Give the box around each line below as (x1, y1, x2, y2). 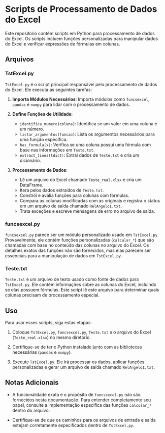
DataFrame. (19, 182, 43, 188)
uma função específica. (19, 136, 68, 142)
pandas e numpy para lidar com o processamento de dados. (12, 101, 131, 107)
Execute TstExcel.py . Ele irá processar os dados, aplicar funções (12, 359, 145, 365)
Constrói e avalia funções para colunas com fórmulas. (19, 192, 130, 198)
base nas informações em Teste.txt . (19, 147, 95, 153)
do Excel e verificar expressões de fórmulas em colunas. (5, 41, 120, 47)
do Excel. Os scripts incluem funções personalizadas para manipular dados (5, 36, 158, 42)
